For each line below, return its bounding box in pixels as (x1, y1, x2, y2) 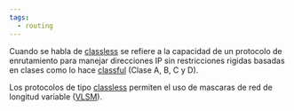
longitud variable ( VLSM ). (9, 91, 103, 102)
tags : (9, 12, 29, 22)
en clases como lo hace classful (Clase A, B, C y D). (9, 64, 199, 75)
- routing (17, 21, 53, 30)
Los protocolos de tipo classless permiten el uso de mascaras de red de (9, 82, 273, 92)
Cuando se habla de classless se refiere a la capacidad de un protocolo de (9, 45, 282, 56)
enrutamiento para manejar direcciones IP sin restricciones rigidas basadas (9, 55, 286, 66)
